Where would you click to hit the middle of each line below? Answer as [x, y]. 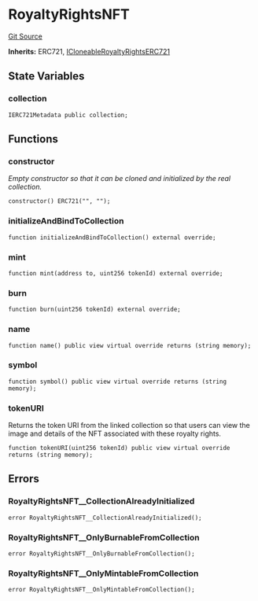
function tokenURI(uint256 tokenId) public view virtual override [119, 448]
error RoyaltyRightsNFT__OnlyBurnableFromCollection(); [101, 554]
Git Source [26, 36]
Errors [24, 479]
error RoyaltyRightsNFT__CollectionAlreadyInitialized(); [105, 518]
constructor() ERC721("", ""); [59, 201]
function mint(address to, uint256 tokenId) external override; [116, 273]
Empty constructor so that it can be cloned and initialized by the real [119, 179]
